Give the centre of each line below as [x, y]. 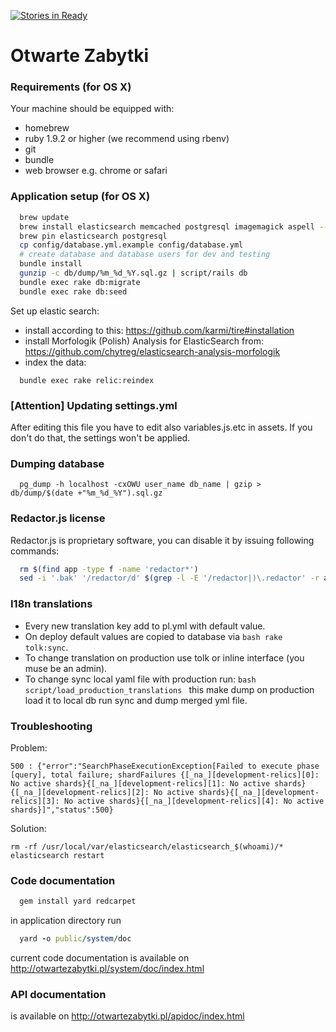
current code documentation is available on [100, 957]
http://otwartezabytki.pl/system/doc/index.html [107, 968]
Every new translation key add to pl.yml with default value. [145, 626]
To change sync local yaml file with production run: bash [140, 679]
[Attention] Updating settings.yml [94, 405]
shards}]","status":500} [62, 810]
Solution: [28, 828]
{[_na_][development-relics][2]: [80, 792]
